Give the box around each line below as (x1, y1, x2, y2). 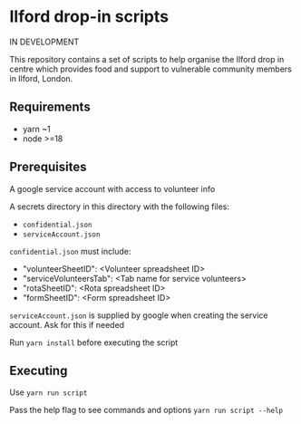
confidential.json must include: (9, 246, 131, 256)
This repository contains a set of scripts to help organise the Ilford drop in (9, 53, 285, 64)
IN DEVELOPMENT (9, 36, 80, 47)
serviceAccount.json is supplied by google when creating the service (9, 310, 268, 321)
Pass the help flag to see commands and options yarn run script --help (9, 405, 284, 416)
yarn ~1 (22, 123, 52, 134)
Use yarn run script (9, 387, 88, 398)
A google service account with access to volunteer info (9, 183, 216, 194)
